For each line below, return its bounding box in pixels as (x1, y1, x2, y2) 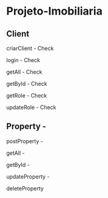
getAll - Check (6, 68, 42, 76)
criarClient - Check (6, 44, 54, 52)
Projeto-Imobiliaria (6, 4, 103, 18)
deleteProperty (6, 185, 44, 192)
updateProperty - (6, 172, 50, 180)
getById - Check (6, 80, 47, 87)
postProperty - (6, 137, 44, 144)
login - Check (6, 57, 41, 63)
